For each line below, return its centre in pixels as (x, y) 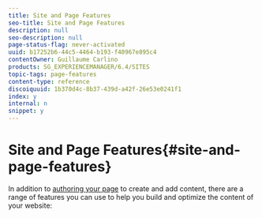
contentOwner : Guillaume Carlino (63, 60)
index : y (22, 96)
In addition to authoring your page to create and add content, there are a (126, 188)
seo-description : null (45, 38)
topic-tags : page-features (52, 74)
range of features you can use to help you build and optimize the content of (131, 197)
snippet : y (26, 111)
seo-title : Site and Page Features (67, 23)
